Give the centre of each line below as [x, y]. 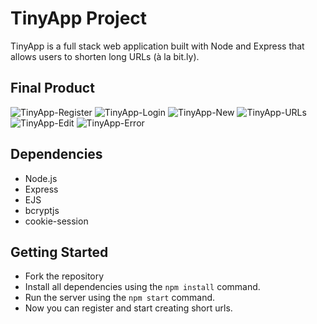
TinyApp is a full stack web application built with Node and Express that [157, 46]
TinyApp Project [79, 18]
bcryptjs [42, 210]
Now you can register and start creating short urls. [128, 308]
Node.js [41, 178]
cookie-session [56, 221]
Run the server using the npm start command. [120, 298]
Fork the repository [64, 276]
